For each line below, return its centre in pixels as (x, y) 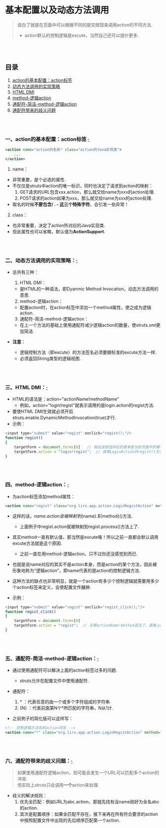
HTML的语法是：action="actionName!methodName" (66, 399)
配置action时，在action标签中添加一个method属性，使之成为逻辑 (85, 307)
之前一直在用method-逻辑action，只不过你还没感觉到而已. (79, 554)
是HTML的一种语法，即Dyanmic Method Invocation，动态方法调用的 (89, 289)
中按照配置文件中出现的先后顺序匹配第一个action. (70, 821)
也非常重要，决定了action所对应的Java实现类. (59, 225)
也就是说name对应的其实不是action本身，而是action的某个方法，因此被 (84, 564)
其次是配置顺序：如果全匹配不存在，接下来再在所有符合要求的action (89, 814)
